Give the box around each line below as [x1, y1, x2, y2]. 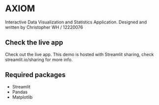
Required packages [5, 71, 66, 79]
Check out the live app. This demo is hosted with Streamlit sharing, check [5, 51, 154, 57]
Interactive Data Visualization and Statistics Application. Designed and [5, 19, 147, 25]
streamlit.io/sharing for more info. [5, 57, 73, 63]
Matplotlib [12, 94, 33, 100]
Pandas [12, 89, 28, 95]
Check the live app [5, 39, 63, 47]
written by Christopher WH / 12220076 [5, 24, 83, 30]
